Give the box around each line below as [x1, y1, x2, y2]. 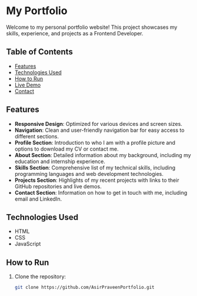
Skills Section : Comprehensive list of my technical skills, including [14, 164, 176, 171]
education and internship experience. [14, 158, 106, 165]
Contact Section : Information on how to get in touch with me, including [14, 189, 188, 196]
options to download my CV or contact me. [14, 145, 119, 152]
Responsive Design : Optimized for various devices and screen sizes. [14, 120, 182, 127]
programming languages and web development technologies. [14, 170, 163, 177]
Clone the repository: [14, 273, 66, 280]
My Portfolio [6, 4, 68, 18]
